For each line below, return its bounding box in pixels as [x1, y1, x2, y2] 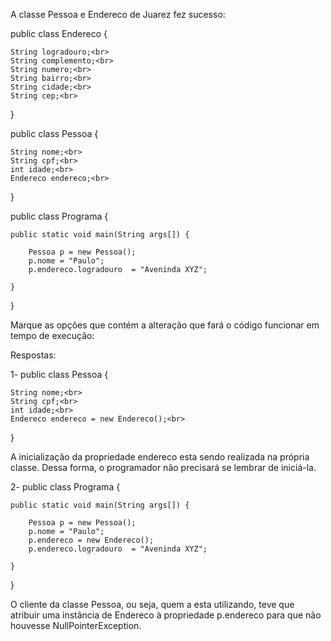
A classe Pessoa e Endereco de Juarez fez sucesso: [10, 9, 226, 20]
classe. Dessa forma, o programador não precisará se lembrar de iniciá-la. [10, 462, 317, 473]
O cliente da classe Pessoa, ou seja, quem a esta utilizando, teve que [10, 599, 295, 610]
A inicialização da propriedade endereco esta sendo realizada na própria [10, 451, 310, 463]
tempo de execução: [10, 330, 95, 341]
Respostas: [10, 349, 57, 361]
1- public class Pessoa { [10, 369, 109, 380]
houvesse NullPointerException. [10, 620, 142, 631]
